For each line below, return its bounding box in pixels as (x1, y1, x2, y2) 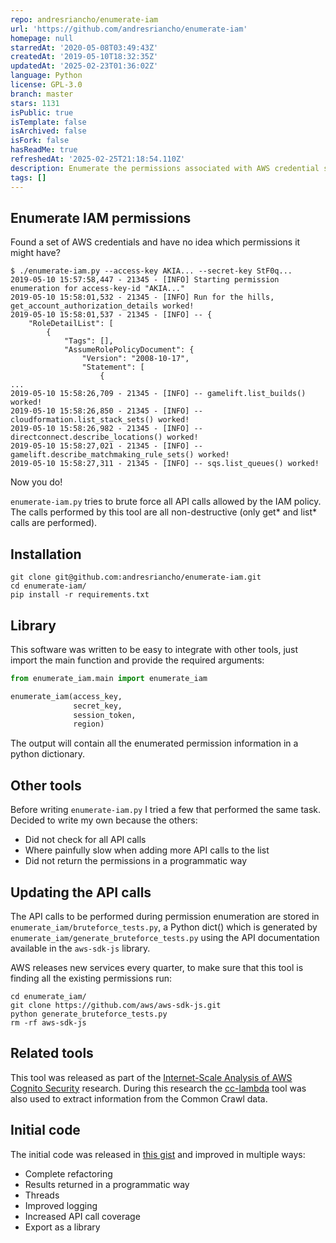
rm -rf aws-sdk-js (10, 1017, 87, 1028)
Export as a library (24, 1221, 101, 1233)
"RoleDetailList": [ (28, 319, 114, 329)
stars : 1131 (10, 98, 60, 108)
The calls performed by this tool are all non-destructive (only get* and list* (10, 506, 318, 518)
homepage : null (10, 33, 74, 43)
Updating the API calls (10, 884, 152, 901)
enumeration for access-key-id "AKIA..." (10, 284, 186, 294)
